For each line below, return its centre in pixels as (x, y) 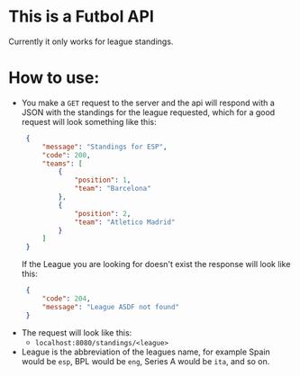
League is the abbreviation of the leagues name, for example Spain (146, 352)
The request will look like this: (77, 332)
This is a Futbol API (82, 17)
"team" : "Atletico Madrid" (125, 222)
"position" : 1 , (103, 180)
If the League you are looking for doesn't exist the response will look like (156, 264)
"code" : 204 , (66, 299)
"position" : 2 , (103, 213)
